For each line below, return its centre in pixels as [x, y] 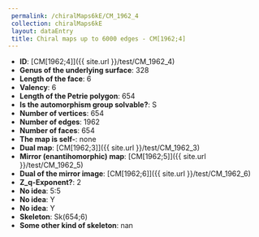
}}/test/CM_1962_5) [51, 165]
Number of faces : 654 [57, 131]
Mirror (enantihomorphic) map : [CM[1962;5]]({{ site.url [112, 157]
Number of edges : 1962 [60, 122]
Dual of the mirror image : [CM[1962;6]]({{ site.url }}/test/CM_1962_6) [135, 174]
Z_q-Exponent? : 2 [50, 183]
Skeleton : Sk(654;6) [54, 217]
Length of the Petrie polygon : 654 [77, 96]
